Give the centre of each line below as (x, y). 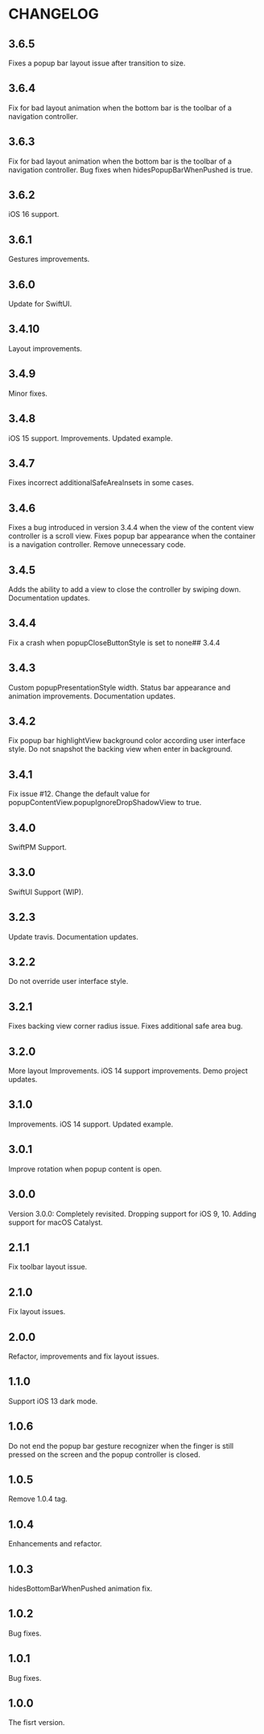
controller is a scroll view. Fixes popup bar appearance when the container (132, 536)
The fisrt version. (37, 1723)
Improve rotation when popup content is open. (85, 1168)
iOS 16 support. (34, 214)
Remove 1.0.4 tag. (38, 1499)
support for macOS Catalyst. (56, 1222)
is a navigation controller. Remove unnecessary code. (97, 545)
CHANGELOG (54, 14)
